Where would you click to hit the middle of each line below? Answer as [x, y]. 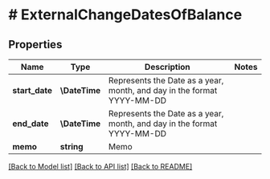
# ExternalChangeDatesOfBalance [125, 15]
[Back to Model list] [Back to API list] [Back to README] [100, 167]
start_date [33, 90]
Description [167, 67]
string [72, 146]
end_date [31, 124]
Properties [35, 45]
